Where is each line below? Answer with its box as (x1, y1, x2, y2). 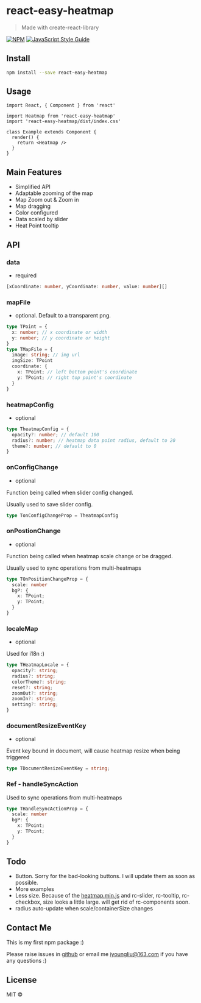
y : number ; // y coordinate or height (12, 335, 111, 341)
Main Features (6, 167, 62, 177)
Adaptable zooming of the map (15, 190, 93, 197)
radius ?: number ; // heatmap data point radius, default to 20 (12, 437, 175, 444)
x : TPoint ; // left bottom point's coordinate (17, 369, 138, 375)
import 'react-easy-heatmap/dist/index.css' (6, 118, 121, 125)
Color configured (15, 209, 58, 216)
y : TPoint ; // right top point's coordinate (17, 374, 132, 381)
